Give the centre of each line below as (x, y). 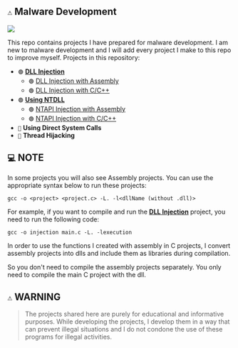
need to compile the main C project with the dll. (77, 274)
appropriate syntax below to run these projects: (77, 185)
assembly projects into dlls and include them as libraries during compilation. (119, 253)
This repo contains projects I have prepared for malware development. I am (118, 42)
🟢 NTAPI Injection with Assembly (77, 109)
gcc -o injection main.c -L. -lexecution (70, 232)
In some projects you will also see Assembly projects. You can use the (110, 177)
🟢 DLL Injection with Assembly (73, 81)
